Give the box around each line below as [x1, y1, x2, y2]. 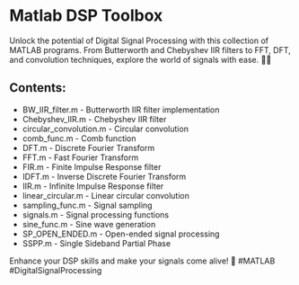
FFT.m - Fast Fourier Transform [22, 152, 139, 163]
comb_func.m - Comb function [22, 132, 136, 144]
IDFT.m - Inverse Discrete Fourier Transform [22, 171, 187, 182]
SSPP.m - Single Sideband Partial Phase [22, 237, 171, 248]
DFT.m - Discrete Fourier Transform [22, 142, 155, 153]
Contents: [9, 80, 66, 95]
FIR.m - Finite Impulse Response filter [22, 161, 162, 172]
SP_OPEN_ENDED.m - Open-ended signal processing [22, 228, 220, 239]
